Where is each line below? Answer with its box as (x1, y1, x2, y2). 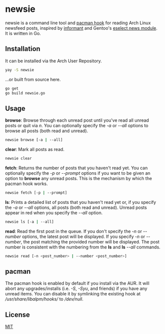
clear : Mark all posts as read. (5, 146, 65, 152)
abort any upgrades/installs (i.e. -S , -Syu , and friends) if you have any (5, 286, 147, 291)
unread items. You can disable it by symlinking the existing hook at (5, 291, 141, 297)
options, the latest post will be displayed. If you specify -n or (22, 234, 145, 239)
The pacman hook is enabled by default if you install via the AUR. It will (5, 281, 150, 286)
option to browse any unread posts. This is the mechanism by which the (5, 175, 152, 181)
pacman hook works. (5, 181, 48, 187)
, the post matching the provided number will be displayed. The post (20, 239, 160, 244)
